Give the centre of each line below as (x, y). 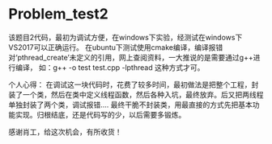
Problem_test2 (59, 14)
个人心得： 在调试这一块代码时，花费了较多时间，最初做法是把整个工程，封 (134, 84)
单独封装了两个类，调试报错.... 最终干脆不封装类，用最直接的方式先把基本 (131, 105)
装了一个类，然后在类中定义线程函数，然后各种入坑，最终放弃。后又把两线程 (136, 94)
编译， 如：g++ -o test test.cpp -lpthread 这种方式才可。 (110, 67)
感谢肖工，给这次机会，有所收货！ (65, 132)
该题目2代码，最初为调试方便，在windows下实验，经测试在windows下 (125, 37)
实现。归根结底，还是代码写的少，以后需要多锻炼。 (100, 114)
